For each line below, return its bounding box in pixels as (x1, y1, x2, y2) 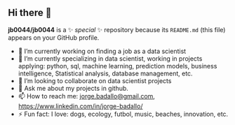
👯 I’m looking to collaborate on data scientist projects (18, 76, 172, 84)
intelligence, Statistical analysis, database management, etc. (18, 69, 193, 78)
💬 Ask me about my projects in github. (18, 84, 129, 92)
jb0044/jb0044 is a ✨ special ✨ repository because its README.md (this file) (8, 25, 226, 34)
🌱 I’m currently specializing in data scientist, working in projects (18, 54, 203, 63)
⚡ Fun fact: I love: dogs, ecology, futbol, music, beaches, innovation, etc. (18, 110, 229, 118)
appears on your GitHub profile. (8, 33, 100, 42)
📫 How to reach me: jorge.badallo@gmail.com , (18, 91, 155, 100)
